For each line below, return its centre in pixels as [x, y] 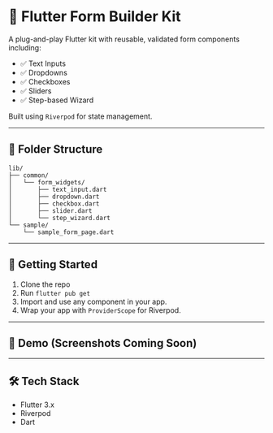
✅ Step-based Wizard [57, 100]
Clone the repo [45, 284]
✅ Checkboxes [45, 81]
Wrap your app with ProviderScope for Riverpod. [100, 310]
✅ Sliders [36, 91]
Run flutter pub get [55, 292]
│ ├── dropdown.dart [54, 197]
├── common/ [28, 175]
